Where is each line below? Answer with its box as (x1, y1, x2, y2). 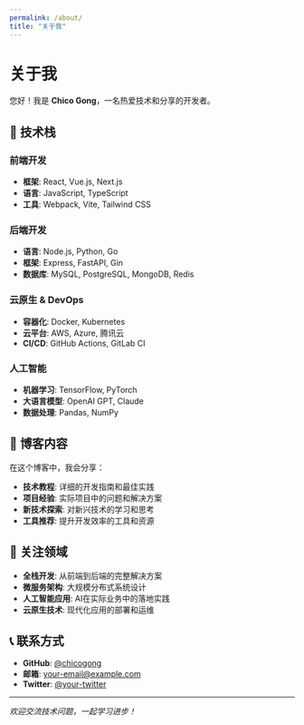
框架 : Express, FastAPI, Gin (22, 258, 124, 269)
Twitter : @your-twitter (22, 679, 107, 690)
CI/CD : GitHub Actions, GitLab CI (22, 338, 146, 348)
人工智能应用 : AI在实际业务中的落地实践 (22, 593, 170, 603)
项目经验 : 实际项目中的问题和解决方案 (22, 492, 163, 504)
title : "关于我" (9, 22, 67, 31)
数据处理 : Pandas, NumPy (22, 407, 119, 418)
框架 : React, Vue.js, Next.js (22, 176, 123, 187)
